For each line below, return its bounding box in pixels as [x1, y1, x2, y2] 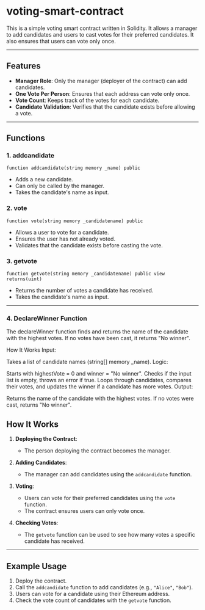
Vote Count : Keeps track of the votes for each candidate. [15, 96, 160, 104]
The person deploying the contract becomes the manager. [24, 447, 171, 454]
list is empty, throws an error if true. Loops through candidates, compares [6, 377, 192, 384]
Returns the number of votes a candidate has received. [15, 287, 154, 294]
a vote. [15, 109, 33, 117]
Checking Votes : [15, 519, 59, 526]
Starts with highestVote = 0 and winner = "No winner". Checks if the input [6, 370, 192, 377]
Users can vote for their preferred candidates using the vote [24, 495, 176, 502]
